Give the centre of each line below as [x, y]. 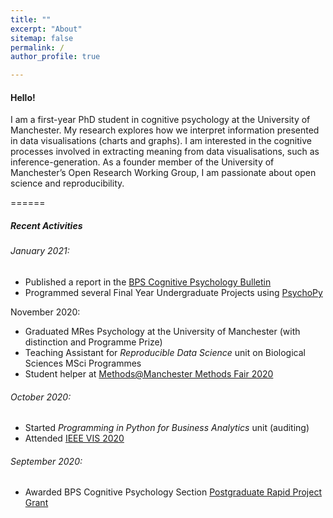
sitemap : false [42, 38]
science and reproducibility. [67, 183]
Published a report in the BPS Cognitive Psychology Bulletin [148, 282]
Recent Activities [46, 225]
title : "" [31, 19]
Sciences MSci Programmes [83, 363]
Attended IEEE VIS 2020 [74, 438]
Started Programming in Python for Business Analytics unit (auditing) [167, 428]
